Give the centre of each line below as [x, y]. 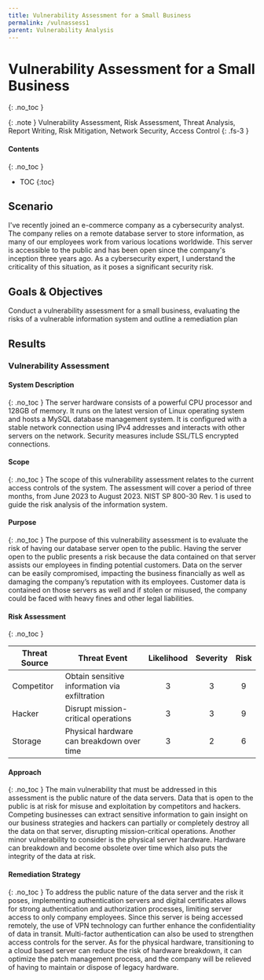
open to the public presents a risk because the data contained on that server [132, 557]
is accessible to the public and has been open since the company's [117, 250]
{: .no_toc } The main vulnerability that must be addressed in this [113, 790]
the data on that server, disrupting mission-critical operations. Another [122, 831]
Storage [27, 741]
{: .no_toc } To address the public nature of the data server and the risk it [126, 892]
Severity [211, 659]
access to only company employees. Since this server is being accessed [126, 917]
